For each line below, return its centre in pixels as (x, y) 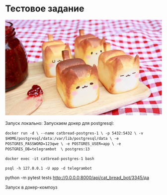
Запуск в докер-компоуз (32, 188)
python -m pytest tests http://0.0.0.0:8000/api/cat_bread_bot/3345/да (77, 178)
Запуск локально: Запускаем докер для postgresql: (60, 123)
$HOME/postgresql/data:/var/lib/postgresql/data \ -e (62, 139)
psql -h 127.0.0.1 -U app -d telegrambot (49, 169)
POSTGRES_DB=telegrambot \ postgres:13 (48, 149)
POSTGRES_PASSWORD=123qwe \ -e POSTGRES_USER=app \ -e (63, 144)
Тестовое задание (45, 9)
